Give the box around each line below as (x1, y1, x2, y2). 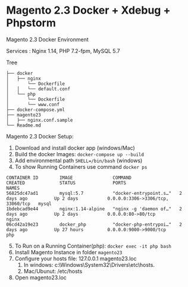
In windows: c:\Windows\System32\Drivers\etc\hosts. (23, 261, 155, 268)
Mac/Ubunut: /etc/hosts (23, 267, 83, 275)
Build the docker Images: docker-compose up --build (14, 150, 145, 157)
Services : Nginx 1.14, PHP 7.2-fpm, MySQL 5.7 (6, 47, 120, 54)
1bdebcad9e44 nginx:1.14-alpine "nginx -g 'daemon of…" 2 (6, 206, 183, 212)
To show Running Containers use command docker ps (14, 163, 148, 170)
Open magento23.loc (14, 274, 67, 281)
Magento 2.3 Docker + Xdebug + (6, 4, 171, 17)
